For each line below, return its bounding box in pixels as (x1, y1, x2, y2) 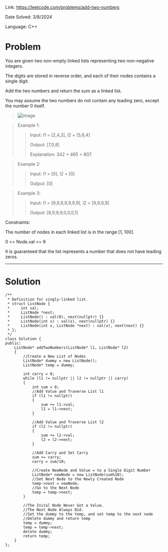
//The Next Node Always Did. (23, 507, 84, 512)
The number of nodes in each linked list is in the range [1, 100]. (5, 229, 134, 235)
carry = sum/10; (31, 459, 66, 464)
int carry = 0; (23, 371, 55, 376)
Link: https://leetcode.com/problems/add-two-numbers (5, 5, 120, 10)
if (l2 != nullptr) (31, 424, 72, 429)
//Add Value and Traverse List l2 (31, 419, 104, 425)
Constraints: (5, 219, 30, 225)
